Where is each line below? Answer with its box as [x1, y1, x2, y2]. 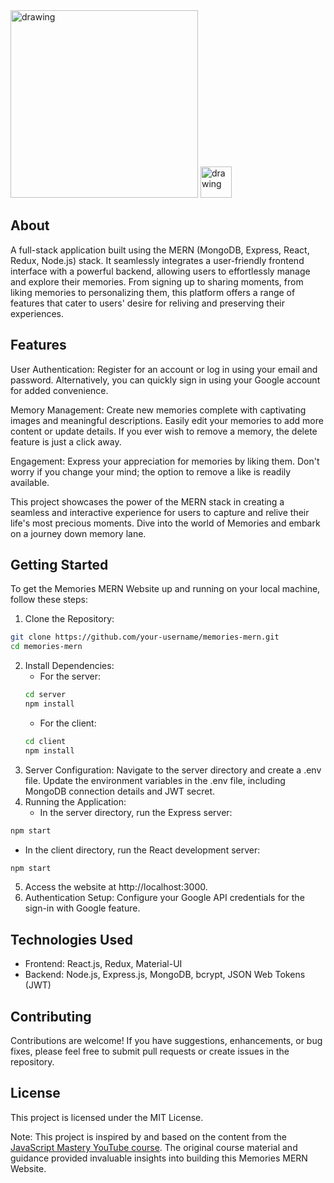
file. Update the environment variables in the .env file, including [24, 774, 286, 786]
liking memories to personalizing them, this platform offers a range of [10, 286, 296, 298]
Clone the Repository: [24, 613, 115, 625]
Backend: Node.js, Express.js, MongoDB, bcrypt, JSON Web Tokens [24, 969, 306, 981]
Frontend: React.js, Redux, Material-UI [24, 958, 183, 970]
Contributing [10, 1008, 92, 1025]
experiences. [10, 307, 65, 319]
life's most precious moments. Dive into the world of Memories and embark [10, 517, 321, 529]
